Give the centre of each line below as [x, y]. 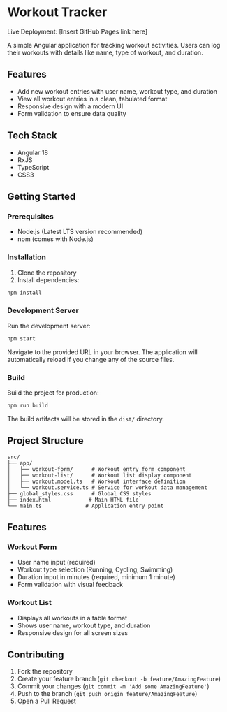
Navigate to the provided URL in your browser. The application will [102, 352]
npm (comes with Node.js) [56, 239]
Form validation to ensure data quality [72, 113]
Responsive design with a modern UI [70, 106]
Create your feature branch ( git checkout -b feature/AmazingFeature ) [119, 679]
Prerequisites [30, 216]
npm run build [28, 405]
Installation [27, 257]
